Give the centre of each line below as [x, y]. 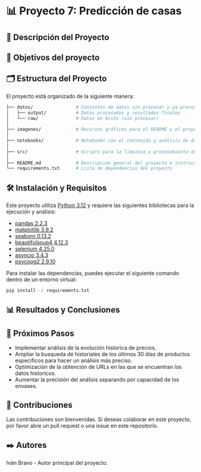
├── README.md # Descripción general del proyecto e [89, 163]
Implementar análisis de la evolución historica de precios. [86, 348]
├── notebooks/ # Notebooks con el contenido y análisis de [97, 141]
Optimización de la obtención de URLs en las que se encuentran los [98, 367]
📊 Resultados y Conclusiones [63, 310]
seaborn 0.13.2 [33, 236]
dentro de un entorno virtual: [42, 279]
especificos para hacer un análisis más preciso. [74, 360]
